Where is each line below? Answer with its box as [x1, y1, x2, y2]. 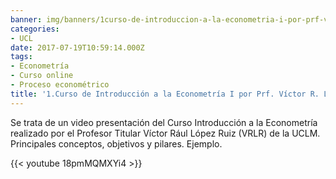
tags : [10, 52, 33, 62]
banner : [10, 14, 43, 25]
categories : [10, 24, 60, 34]
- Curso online [10, 71, 74, 81]
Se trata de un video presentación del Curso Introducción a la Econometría [10, 116, 318, 128]
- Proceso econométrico [10, 80, 110, 90]
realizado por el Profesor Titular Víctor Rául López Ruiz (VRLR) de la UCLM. [10, 127, 321, 139]
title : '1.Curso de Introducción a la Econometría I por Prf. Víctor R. [10, 89, 320, 99]
